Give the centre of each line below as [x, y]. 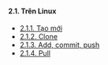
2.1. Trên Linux [32, 11]
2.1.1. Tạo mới [41, 28]
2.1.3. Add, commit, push [60, 45]
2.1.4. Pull [35, 53]
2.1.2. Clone [38, 37]
